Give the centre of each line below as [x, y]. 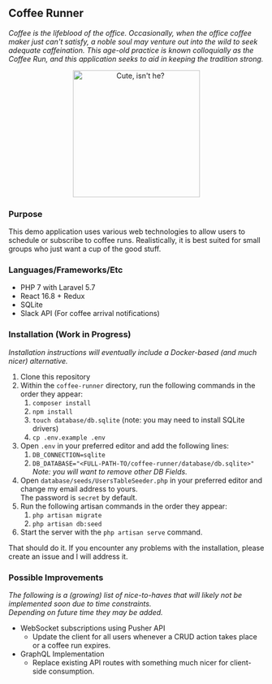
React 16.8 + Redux [52, 297]
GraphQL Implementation [62, 654]
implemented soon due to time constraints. [80, 604]
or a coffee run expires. [71, 645]
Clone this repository [55, 376]
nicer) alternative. [38, 361]
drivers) [45, 428]
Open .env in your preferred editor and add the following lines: [125, 445]
